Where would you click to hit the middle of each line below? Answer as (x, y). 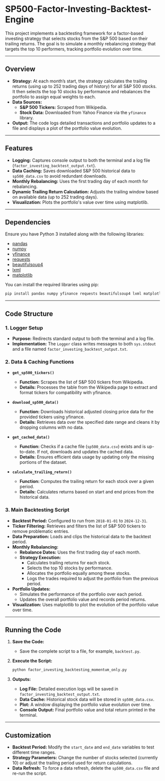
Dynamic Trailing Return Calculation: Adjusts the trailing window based (85, 191)
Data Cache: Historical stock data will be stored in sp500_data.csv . (87, 700)
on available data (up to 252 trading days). (55, 197)
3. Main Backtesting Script (37, 510)
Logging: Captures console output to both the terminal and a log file (81, 160)
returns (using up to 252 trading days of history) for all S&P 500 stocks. (84, 86)
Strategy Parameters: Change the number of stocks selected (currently (85, 758)
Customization (28, 735)
